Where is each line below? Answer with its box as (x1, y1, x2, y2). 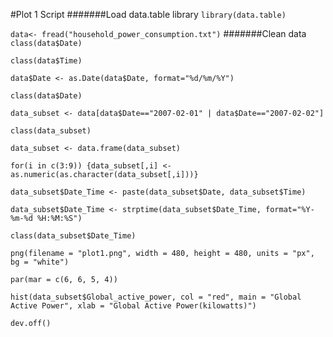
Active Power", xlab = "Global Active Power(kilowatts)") (10, 301, 257, 311)
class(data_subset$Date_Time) (10, 231, 137, 241)
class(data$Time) (10, 56, 83, 66)
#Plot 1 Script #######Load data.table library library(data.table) (10, 9, 287, 20)
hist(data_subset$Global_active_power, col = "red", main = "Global (10, 292, 302, 302)
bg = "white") (10, 257, 70, 267)
